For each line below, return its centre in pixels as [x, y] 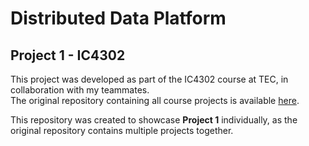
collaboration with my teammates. [80, 90]
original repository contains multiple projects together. [122, 130]
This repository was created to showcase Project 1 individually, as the [154, 120]
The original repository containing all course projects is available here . [155, 100]
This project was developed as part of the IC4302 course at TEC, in [149, 79]
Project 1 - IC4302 [68, 55]
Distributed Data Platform [118, 18]
